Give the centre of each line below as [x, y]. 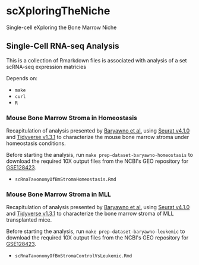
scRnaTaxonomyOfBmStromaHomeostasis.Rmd [65, 179]
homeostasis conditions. [36, 143]
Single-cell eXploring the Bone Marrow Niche [61, 27]
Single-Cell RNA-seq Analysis [63, 46]
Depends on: [22, 78]
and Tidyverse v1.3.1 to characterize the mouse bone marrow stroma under [98, 137]
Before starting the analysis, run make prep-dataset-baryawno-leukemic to [96, 231]
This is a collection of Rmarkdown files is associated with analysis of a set [97, 60]
